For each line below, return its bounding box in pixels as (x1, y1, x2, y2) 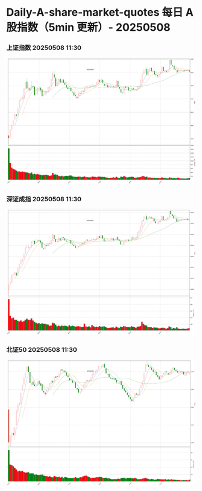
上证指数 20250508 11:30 (6, 43, 82, 52)
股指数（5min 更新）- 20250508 (6, 20, 171, 34)
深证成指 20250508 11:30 (6, 195, 82, 203)
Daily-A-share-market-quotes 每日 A (6, 5, 194, 19)
